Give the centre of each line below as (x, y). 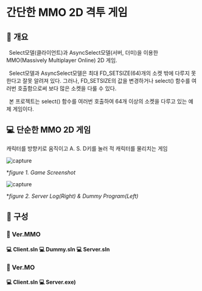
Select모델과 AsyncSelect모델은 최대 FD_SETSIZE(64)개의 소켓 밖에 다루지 (99, 73)
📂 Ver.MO (21, 267)
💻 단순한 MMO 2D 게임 (49, 130)
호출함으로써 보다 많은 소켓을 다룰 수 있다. (67, 88)
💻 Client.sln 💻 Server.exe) (41, 282)
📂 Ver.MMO (23, 234)
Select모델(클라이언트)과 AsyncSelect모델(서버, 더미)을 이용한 (83, 53)
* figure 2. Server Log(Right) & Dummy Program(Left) (72, 196)
